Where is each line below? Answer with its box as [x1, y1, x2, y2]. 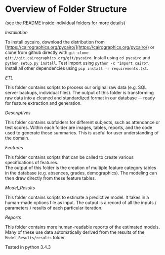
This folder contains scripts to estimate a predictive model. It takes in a [5, 194, 149, 200]
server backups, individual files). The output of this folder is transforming [5, 89, 154, 95]
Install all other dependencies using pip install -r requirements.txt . [5, 65, 149, 71]
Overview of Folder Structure [5, 3, 127, 15]
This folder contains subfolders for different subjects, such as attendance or [5, 119, 161, 125]
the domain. [5, 135, 30, 141]
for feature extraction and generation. [5, 100, 82, 106]
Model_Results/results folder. [5, 234, 66, 240]
